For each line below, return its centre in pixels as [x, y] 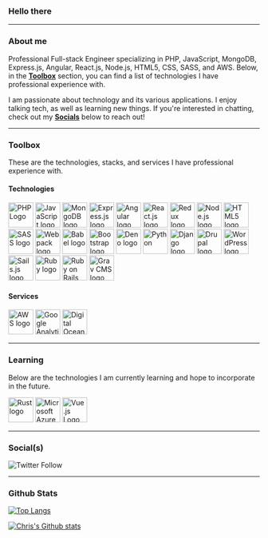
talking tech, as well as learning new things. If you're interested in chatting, [131, 108]
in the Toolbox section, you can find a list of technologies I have [114, 76]
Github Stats [33, 493]
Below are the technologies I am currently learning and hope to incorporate [132, 377]
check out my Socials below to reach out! [77, 117]
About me [28, 42]
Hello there [30, 11]
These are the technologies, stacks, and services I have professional [121, 162]
